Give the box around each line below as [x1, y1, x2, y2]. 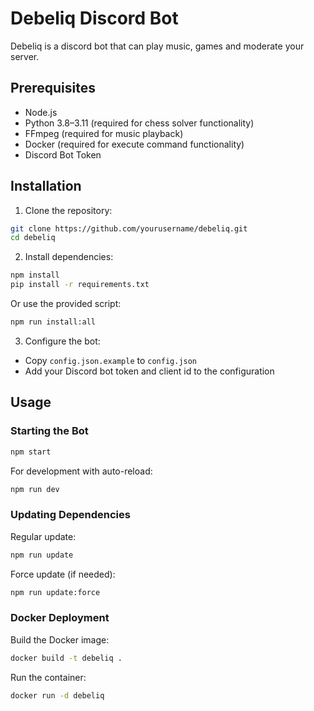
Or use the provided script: [10, 298, 122, 310]
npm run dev [10, 484, 60, 494]
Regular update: [10, 530, 77, 542]
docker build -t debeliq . [10, 653, 123, 663]
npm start [10, 447, 52, 457]
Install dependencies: [24, 251, 114, 263]
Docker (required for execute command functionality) [24, 138, 245, 150]
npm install [10, 270, 60, 281]
